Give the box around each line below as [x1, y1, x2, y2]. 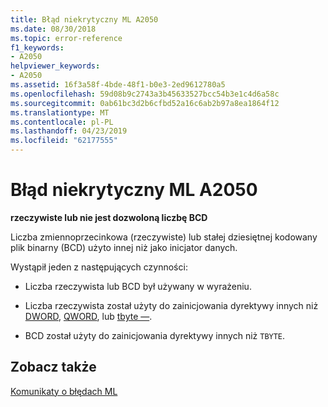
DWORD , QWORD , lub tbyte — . [24, 310, 153, 322]
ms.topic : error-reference [10, 33, 123, 43]
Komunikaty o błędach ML [10, 385, 118, 397]
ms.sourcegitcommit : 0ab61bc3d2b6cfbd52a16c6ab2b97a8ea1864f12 [10, 98, 280, 108]
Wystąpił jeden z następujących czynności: [10, 261, 188, 273]
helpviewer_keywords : [10, 61, 101, 71]
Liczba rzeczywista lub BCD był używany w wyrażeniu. [24, 280, 252, 292]
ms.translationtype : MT [10, 107, 110, 118]
